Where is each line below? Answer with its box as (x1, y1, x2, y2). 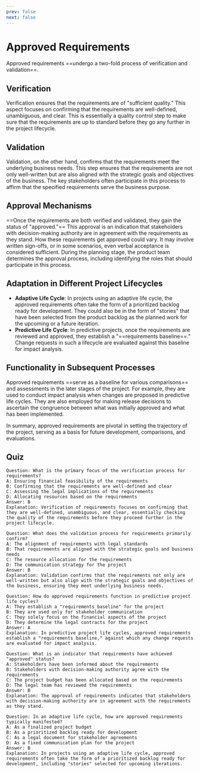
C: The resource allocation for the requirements (6, 557, 133, 563)
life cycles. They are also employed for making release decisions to (6, 397, 171, 404)
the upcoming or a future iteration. (14, 319, 100, 327)
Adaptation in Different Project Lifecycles (6, 279, 163, 289)
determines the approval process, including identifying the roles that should (6, 255, 192, 262)
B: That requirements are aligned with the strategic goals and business (6, 546, 194, 552)
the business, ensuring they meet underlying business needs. (6, 583, 164, 589)
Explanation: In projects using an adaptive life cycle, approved (6, 750, 175, 757)
